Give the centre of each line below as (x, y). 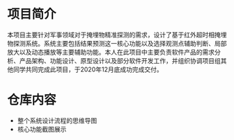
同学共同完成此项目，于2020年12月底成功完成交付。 (88, 69)
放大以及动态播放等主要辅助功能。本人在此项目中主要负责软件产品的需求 (111, 52)
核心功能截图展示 (42, 129)
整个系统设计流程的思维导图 (57, 120)
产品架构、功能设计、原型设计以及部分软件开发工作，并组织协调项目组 (120, 60)
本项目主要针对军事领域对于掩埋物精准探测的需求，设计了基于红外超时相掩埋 (117, 35)
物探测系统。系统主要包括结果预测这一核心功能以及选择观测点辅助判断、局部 (117, 43)
